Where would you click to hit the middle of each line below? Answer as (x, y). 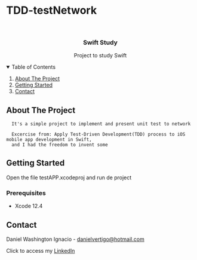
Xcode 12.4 (29, 206)
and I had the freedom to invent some (60, 145)
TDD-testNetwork (52, 10)
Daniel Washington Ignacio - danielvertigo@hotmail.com (75, 239)
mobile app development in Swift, (49, 140)
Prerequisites (26, 193)
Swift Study (100, 42)
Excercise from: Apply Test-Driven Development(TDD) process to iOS (98, 134)
